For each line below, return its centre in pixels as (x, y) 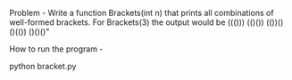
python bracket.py (43, 66)
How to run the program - (56, 49)
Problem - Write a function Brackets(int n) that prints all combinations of (142, 13)
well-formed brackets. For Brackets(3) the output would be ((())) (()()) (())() (146, 22)
